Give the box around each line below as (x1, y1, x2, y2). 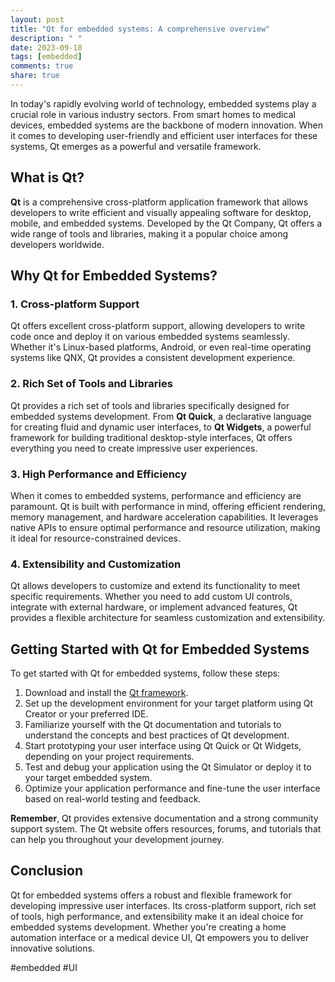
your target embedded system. (24, 772, 153, 784)
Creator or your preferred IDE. (24, 708, 149, 720)
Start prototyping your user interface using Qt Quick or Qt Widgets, (24, 740, 302, 752)
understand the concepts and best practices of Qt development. (24, 729, 290, 741)
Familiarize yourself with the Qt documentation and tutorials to (24, 719, 282, 731)
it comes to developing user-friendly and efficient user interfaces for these (10, 129, 318, 141)
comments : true (10, 61, 74, 71)
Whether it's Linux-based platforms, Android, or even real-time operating (10, 341, 312, 353)
